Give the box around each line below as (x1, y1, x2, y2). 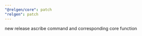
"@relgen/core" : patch (4, 7, 52, 12)
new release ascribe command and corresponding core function (4, 25, 137, 31)
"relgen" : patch (4, 12, 38, 17)
